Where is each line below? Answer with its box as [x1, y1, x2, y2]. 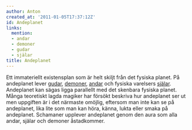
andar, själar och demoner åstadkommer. [6, 117, 105, 124]
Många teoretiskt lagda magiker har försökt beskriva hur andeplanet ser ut [6, 92, 186, 100]
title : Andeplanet [6, 57, 51, 63]
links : [6, 25, 22, 31]
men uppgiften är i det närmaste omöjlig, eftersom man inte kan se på [6, 98, 174, 105]
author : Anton [6, 8, 41, 15]
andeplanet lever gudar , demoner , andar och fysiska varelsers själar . [6, 80, 171, 87]
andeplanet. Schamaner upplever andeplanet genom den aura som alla [6, 111, 178, 118]
